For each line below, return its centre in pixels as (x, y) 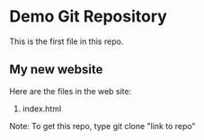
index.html (42, 109)
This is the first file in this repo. (67, 41)
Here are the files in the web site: (71, 91)
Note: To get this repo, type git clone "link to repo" (102, 126)
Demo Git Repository (89, 17)
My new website (56, 70)
